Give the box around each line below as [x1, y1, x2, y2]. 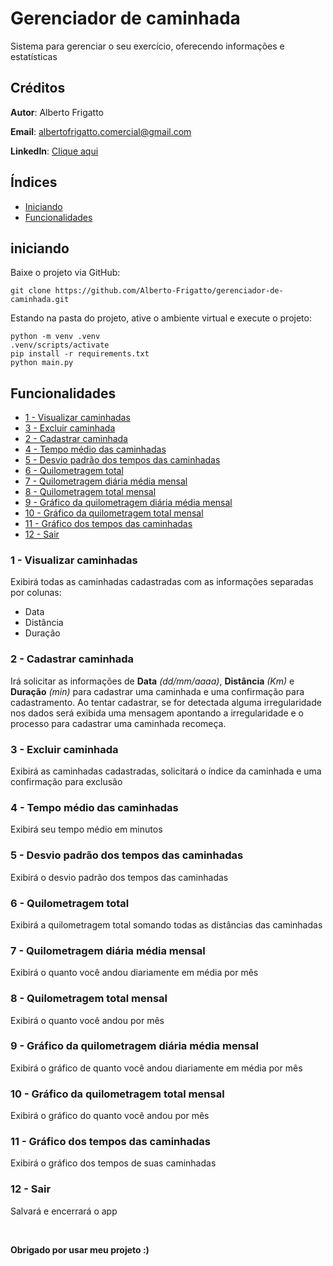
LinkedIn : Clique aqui [10, 145, 99, 157]
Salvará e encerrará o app [10, 1205, 118, 1217]
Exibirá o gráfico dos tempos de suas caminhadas [10, 1157, 217, 1169]
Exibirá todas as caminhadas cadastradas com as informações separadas [10, 576, 314, 588]
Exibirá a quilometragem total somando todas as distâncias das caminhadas [10, 918, 323, 931]
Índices [10, 174, 58, 191]
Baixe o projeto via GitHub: [10, 267, 121, 279]
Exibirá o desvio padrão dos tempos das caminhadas [10, 871, 229, 883]
